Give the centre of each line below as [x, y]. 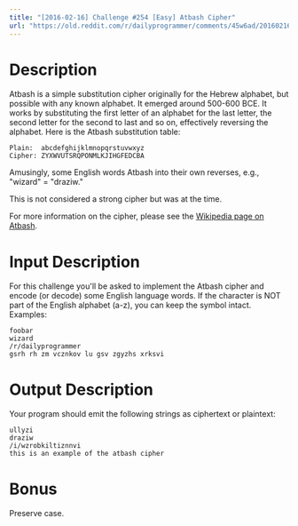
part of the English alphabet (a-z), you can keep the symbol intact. [130, 305]
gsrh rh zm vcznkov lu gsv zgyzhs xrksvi [87, 355]
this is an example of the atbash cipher [87, 454]
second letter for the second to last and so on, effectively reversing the [139, 123]
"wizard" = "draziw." [47, 182]
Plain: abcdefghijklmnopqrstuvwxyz [77, 148]
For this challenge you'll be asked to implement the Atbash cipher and [137, 286]
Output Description [81, 390]
